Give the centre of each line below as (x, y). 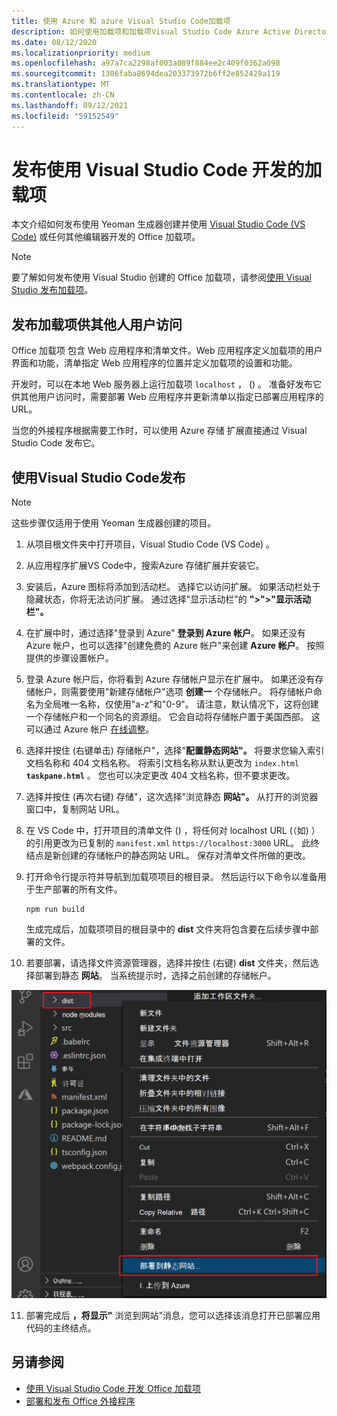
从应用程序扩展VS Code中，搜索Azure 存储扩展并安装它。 (145, 566)
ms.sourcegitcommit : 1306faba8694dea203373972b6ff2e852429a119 (146, 74)
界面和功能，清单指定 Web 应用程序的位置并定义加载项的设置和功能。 (154, 363)
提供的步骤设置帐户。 (69, 658)
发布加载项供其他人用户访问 (97, 324)
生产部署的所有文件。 (78, 889)
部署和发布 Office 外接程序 (80, 1401)
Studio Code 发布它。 (56, 443)
